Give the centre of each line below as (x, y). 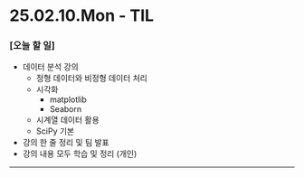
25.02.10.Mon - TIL (82, 16)
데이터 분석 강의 (50, 67)
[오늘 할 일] (33, 46)
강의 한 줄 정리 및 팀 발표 (66, 143)
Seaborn (66, 109)
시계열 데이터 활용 (67, 120)
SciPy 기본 (55, 131)
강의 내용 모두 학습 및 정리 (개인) (80, 154)
